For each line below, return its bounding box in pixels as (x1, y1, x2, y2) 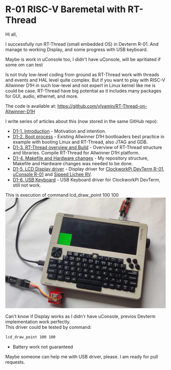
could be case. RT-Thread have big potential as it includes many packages (5, 87, 162, 94)
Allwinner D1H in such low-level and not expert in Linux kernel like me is (5, 82, 156, 88)
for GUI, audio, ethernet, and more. (5, 93, 79, 99)
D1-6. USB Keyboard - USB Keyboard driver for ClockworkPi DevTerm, (12, 176, 160, 182)
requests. (5, 359, 25, 365)
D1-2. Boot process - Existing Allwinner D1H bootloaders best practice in (12, 133, 164, 139)
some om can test (5, 61, 43, 68)
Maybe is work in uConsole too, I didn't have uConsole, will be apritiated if (5, 56, 161, 62)
